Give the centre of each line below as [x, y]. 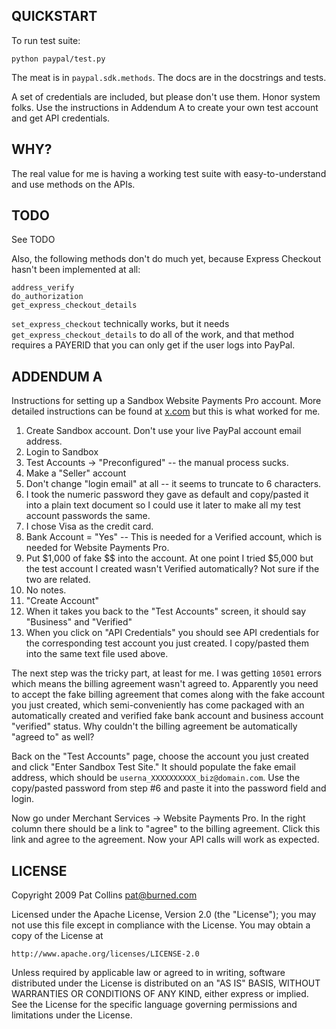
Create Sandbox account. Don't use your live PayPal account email [163, 431]
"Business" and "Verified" [79, 622]
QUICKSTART [54, 16]
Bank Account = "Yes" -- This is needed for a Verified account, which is [174, 537]
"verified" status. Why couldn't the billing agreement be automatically [154, 726]
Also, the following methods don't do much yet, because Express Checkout [166, 259]
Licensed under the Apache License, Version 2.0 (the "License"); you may [164, 915]
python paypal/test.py [58, 59]
